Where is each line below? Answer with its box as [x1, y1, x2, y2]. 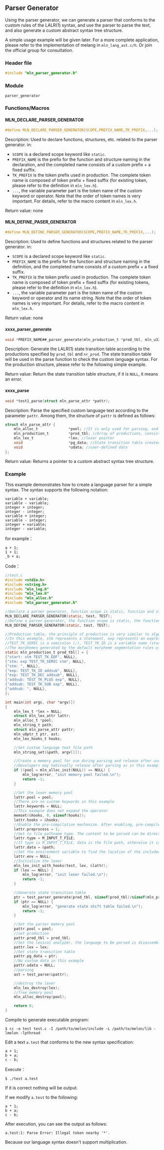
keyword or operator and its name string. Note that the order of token [12, 295, 152, 301]
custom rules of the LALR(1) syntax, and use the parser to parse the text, [5, 22, 151, 28]
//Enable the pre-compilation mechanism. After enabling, [14, 822, 134, 827]
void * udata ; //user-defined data [14, 445, 128, 450]
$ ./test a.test [5, 1076, 38, 1081]
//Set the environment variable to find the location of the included [14, 849, 161, 855]
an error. [5, 376, 22, 382]
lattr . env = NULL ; [14, 854, 51, 859]
